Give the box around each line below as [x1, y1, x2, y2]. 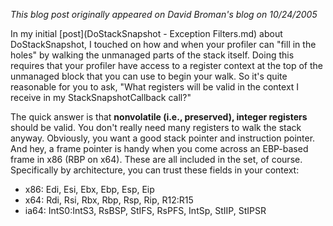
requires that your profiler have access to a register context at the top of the [10, 60, 323, 71]
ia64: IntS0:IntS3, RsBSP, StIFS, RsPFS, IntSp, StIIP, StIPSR [24, 205, 267, 216]
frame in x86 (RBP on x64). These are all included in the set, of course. [10, 154, 303, 165]
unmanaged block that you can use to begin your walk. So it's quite [10, 70, 288, 82]
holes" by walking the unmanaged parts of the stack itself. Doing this [10, 49, 295, 61]
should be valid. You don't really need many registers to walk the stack [10, 122, 302, 133]
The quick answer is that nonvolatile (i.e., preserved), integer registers [10, 111, 308, 123]
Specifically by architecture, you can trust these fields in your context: [10, 164, 300, 176]
